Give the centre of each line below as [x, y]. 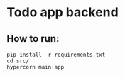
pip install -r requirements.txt [56, 55]
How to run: [33, 39]
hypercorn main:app [36, 67]
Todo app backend [62, 12]
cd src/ [18, 61]
